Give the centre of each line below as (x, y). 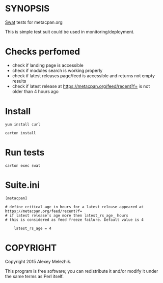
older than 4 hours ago (35, 91)
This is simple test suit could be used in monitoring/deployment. (70, 31)
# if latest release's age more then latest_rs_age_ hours (67, 215)
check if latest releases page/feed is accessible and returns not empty (83, 76)
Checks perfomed (42, 52)
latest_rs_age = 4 (33, 228)
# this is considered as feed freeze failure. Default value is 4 (74, 220)
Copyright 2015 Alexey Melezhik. (38, 261)
